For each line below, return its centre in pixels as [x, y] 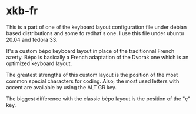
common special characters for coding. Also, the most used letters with [93, 81]
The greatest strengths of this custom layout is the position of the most [92, 75]
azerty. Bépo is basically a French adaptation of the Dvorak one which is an [97, 57]
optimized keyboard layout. [39, 63]
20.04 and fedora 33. [32, 39]
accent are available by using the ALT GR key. [61, 87]
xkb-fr [22, 11]
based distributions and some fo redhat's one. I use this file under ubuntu [95, 33]
